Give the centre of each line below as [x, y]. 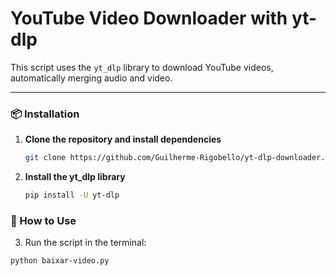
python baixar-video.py [60, 261]
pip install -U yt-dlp [72, 195]
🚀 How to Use [43, 220]
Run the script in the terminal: [85, 243]
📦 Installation [45, 114]
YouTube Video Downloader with [149, 18]
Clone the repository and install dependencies [123, 139]
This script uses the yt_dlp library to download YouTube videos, [142, 67]
